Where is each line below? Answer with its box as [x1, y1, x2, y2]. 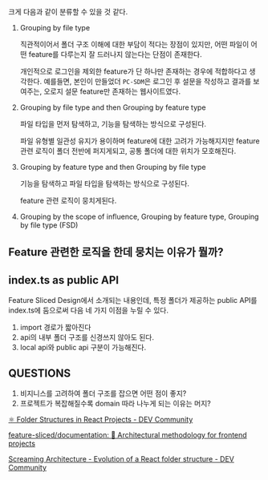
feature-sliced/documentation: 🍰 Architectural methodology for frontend [8, 430, 247, 440]
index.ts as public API [8, 273, 119, 287]
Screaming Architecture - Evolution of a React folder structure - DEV [8, 454, 234, 464]
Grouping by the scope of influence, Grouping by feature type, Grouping [19, 212, 259, 221]
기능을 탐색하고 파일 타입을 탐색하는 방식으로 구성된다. [19, 179, 190, 188]
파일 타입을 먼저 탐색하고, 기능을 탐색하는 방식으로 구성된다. [19, 119, 207, 128]
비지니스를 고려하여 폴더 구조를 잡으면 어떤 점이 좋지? [19, 389, 187, 398]
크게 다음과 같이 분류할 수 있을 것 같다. [8, 7, 128, 16]
